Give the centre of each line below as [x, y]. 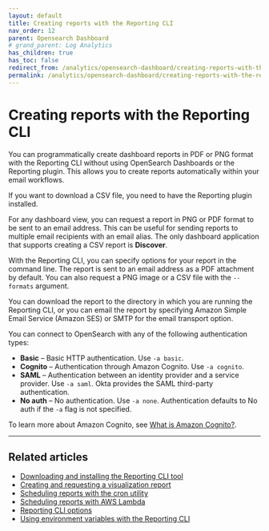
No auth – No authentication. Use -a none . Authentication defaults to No [139, 400]
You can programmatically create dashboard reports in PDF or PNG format [131, 154]
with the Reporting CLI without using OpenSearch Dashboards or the [121, 163]
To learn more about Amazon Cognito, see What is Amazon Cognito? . [123, 424]
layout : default [35, 16]
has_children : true [41, 53]
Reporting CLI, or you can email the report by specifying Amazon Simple [127, 310]
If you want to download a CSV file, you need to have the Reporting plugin [130, 195]
